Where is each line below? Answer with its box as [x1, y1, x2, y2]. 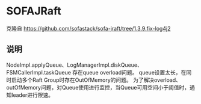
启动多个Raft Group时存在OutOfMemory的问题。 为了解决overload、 [11, 76, 182, 84]
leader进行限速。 [11, 91, 54, 99]
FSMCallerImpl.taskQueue [6, 69, 71, 76]
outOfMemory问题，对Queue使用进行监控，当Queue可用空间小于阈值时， [6, 84, 190, 91]
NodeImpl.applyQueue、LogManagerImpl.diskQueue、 [6, 61, 143, 69]
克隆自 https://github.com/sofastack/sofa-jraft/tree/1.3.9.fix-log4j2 [6, 25, 171, 32]
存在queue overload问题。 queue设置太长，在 [72, 69, 187, 76]
